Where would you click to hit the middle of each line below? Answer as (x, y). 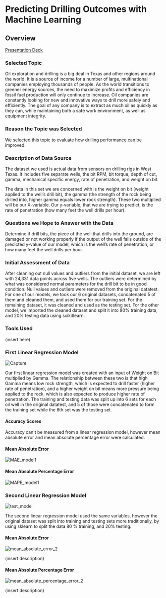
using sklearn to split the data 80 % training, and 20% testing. (68, 526)
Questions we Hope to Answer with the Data (59, 223)
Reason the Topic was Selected (44, 129)
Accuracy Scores (23, 421)
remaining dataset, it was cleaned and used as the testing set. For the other (82, 305)
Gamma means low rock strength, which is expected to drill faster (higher (80, 384)
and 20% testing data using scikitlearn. (45, 316)
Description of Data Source (38, 158)
